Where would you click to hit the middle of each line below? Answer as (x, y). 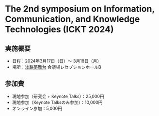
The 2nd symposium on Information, (80, 9)
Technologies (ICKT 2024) (59, 29)
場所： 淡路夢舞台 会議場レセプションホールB (56, 67)
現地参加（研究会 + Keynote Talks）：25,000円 (58, 96)
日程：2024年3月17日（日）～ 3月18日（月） (57, 61)
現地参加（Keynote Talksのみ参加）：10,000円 (57, 102)
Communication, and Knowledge (72, 19)
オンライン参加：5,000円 (37, 108)
